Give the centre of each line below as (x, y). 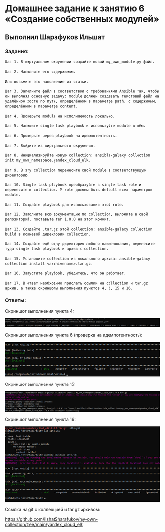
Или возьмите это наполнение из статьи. (47, 82)
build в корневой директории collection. (48, 234)
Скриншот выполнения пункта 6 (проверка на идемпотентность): (74, 335)
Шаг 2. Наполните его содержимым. (41, 72)
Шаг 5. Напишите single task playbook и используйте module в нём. (76, 126)
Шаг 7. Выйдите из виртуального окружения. (50, 146)
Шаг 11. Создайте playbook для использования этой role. (65, 205)
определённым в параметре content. (41, 106)
